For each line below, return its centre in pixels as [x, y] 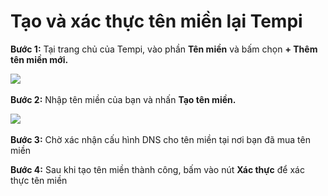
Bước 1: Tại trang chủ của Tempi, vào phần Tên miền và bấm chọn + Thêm [164, 49]
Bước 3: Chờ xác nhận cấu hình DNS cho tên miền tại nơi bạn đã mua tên [160, 139]
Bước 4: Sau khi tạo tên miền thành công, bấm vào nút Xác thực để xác [157, 169]
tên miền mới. [39, 59]
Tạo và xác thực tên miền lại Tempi [156, 21]
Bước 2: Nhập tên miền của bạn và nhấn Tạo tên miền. [123, 99]
